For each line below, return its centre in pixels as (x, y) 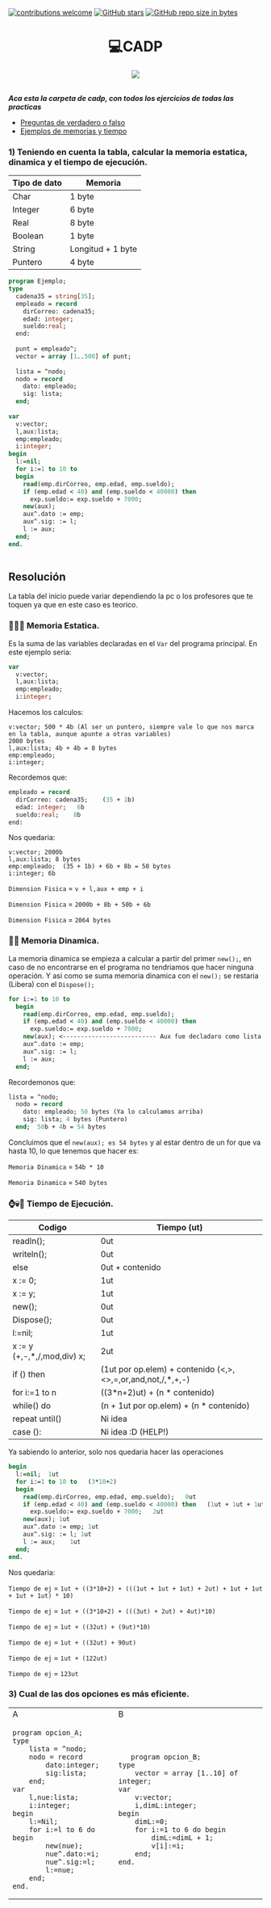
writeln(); (29, 1254)
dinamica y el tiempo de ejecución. (78, 162)
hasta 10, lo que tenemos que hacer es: (73, 1150)
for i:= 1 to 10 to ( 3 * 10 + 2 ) (66, 1481)
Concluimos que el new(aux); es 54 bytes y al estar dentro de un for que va (135, 1142)
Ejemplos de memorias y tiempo (73, 131)
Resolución (37, 577)
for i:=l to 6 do (62, 1829)
